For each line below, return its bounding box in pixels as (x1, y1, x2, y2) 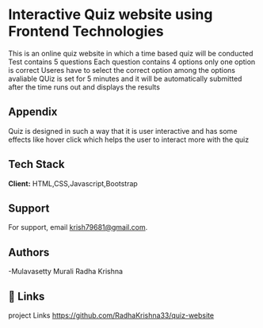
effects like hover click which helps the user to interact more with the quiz (8, 135, 250, 144)
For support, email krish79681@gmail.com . (8, 223, 148, 232)
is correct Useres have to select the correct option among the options (8, 65, 236, 74)
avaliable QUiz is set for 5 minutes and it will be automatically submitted (8, 74, 242, 83)
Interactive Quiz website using (8, 6, 213, 24)
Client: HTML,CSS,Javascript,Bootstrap (8, 178, 139, 188)
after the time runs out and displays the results (8, 82, 161, 92)
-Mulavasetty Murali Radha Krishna (8, 267, 124, 277)
